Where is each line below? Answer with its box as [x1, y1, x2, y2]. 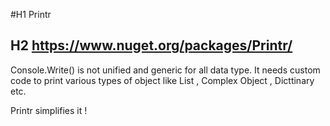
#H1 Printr [10, 9, 52, 20]
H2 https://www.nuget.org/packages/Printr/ [10, 37, 293, 54]
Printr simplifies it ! [10, 104, 88, 116]
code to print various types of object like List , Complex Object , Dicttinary [10, 74, 315, 86]
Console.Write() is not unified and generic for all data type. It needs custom [10, 64, 321, 76]
